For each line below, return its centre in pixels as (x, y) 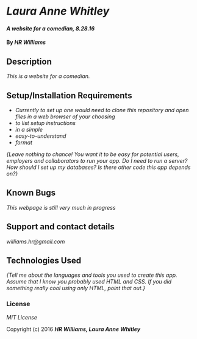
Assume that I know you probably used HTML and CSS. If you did (89, 282)
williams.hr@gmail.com (36, 241)
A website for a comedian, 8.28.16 (51, 28)
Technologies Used (44, 261)
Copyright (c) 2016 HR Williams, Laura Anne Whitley (73, 329)
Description (29, 61)
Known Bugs (31, 193)
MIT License (22, 317)
